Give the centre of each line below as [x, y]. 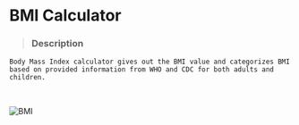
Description [57, 44]
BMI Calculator [65, 16]
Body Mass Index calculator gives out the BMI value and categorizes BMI [150, 62]
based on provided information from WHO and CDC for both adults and [142, 70]
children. [28, 78]
